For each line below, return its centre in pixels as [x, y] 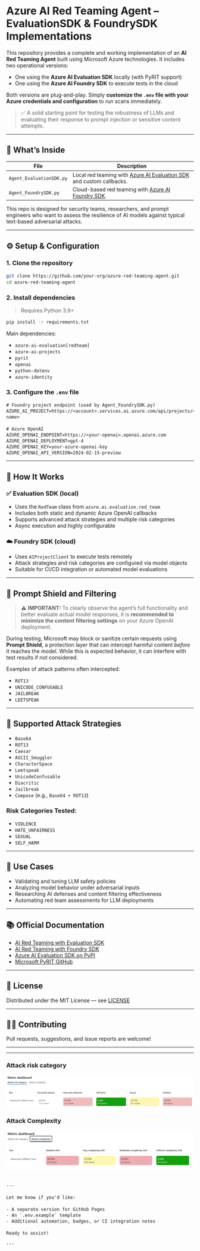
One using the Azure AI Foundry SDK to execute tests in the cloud [96, 83]
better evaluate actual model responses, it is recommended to [97, 614]
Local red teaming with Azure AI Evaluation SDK [131, 175]
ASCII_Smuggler [34, 758]
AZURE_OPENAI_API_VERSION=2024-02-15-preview [63, 453]
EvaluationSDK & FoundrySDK [82, 24]
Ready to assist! [28, 1233]
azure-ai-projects [37, 352]
